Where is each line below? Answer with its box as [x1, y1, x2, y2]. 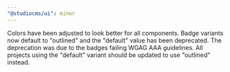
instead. [7, 58, 30, 66]
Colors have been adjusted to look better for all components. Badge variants [7, 29, 224, 37]
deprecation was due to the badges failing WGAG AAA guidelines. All [7, 43, 203, 51]
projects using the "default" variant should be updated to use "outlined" [7, 51, 211, 59]
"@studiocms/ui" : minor [7, 10, 76, 17]
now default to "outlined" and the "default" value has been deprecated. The [7, 36, 222, 45]
